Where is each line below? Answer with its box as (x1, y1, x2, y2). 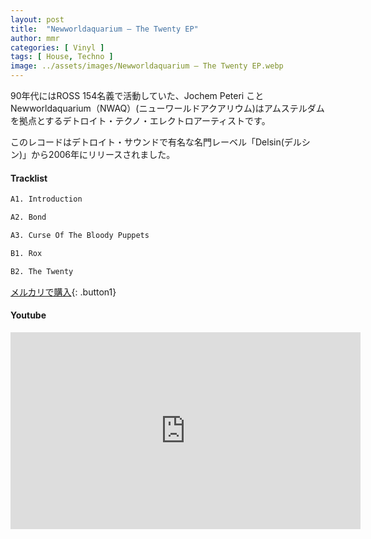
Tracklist (10, 172, 48, 184)
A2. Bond (10, 212, 47, 223)
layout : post (10, 14, 65, 25)
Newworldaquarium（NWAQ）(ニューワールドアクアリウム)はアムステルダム (10, 102, 325, 114)
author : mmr (10, 33, 60, 43)
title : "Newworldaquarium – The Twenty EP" (10, 24, 199, 34)
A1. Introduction (10, 194, 83, 205)
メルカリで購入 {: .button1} (10, 286, 117, 298)
